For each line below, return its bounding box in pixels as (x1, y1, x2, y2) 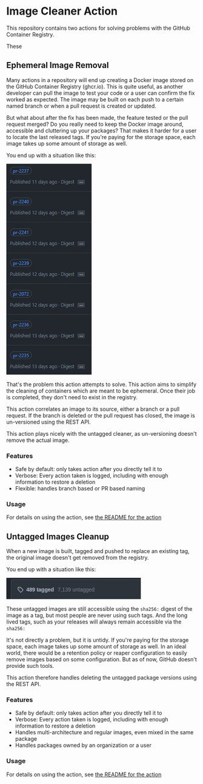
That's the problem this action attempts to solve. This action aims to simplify (6, 380, 197, 388)
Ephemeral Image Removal (6, 60, 109, 70)
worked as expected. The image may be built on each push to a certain (6, 95, 184, 103)
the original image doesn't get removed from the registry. (6, 554, 150, 562)
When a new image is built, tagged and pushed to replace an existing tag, (6, 548, 190, 555)
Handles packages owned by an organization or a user (15, 741, 151, 749)
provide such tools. (6, 662, 55, 670)
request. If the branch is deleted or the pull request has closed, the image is (6, 411, 195, 419)
